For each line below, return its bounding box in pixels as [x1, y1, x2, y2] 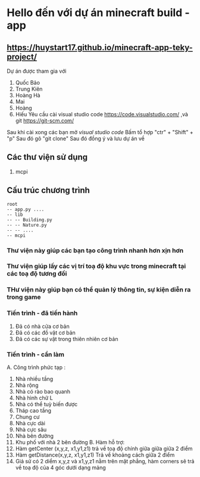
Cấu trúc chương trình [7, 185, 90, 196]
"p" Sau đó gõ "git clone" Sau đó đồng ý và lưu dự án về [7, 135, 145, 142]
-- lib [7, 212, 23, 218]
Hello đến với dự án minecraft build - [7, 6, 190, 20]
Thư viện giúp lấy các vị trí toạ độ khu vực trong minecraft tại [7, 262, 186, 271]
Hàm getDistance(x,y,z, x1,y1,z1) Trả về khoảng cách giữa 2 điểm [15, 451, 175, 459]
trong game [7, 293, 41, 301]
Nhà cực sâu [15, 426, 47, 433]
